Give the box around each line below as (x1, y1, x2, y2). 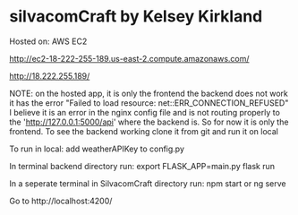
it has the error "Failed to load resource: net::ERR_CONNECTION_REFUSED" (9, 97, 289, 108)
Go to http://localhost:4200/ (9, 195, 113, 206)
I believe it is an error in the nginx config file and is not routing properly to (9, 107, 280, 117)
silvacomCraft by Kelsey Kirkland (9, 6, 263, 27)
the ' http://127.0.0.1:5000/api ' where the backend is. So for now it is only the (9, 116, 289, 127)
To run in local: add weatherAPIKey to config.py (9, 143, 185, 154)
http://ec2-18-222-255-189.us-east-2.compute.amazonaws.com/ (9, 53, 250, 64)
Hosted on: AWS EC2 (9, 36, 88, 47)
